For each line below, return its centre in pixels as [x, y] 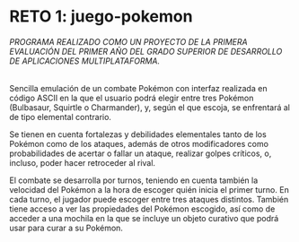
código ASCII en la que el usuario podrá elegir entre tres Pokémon [132, 98]
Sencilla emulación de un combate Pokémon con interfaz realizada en [138, 89]
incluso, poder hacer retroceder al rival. [82, 163]
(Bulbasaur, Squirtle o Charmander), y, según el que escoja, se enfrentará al [149, 108]
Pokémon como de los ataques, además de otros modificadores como [139, 144]
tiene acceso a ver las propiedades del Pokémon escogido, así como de [142, 209]
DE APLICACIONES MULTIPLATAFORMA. [85, 61]
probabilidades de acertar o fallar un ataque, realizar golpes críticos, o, [141, 153]
